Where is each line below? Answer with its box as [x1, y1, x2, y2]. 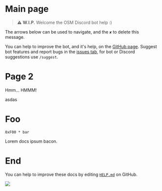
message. [5, 34, 25, 40]
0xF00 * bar [5, 130, 29, 134]
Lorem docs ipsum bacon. [5, 138, 58, 144]
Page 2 [5, 71, 34, 82]
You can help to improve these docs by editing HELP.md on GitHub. [5, 172, 138, 177]
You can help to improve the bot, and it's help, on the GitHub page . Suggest [5, 43, 157, 49]
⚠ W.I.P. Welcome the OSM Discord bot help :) [17, 19, 112, 25]
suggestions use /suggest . [5, 54, 59, 59]
